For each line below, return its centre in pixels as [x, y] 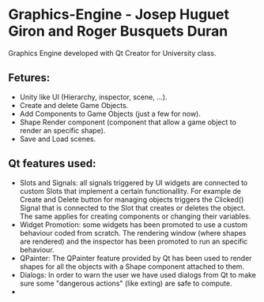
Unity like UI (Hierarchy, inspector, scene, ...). [93, 97]
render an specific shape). [62, 130]
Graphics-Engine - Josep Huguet [119, 15]
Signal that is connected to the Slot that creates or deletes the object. [132, 207]
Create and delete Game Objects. [74, 105]
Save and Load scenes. [58, 139]
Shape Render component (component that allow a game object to [128, 122]
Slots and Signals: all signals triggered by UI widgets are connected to [134, 182]
